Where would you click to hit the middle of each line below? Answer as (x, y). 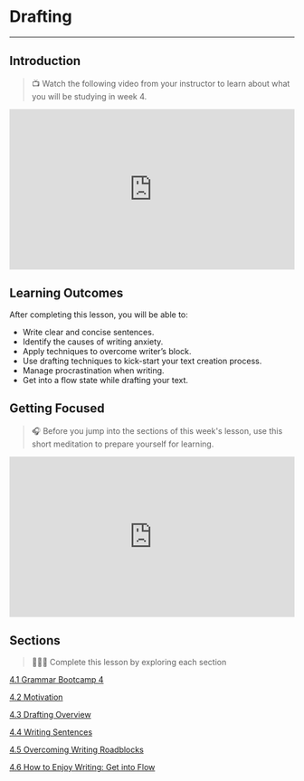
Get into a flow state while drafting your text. (105, 381)
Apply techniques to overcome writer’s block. (107, 352)
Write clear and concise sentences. (88, 333)
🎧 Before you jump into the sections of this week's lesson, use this (157, 430)
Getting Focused (57, 409)
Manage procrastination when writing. (93, 371)
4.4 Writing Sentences (51, 732)
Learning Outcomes (66, 292)
